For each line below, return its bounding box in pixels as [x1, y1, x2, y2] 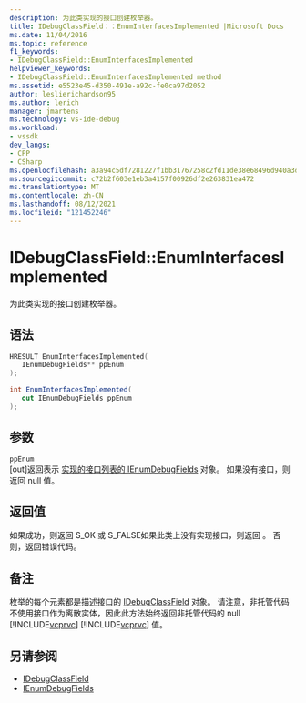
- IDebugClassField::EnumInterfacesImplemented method [9, 73, 222, 82]
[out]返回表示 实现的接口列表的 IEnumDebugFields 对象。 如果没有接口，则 [9, 464, 291, 474]
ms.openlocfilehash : [9, 166, 88, 175]
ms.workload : [9, 124, 59, 133]
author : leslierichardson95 [9, 89, 117, 98]
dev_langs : [9, 140, 51, 149]
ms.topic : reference [9, 38, 88, 48]
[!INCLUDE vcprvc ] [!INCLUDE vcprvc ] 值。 [9, 619, 168, 630]
